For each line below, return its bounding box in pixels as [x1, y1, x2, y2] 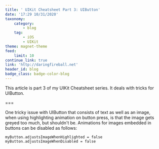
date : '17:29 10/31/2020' [5, 12, 58, 17]
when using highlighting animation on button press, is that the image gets [5, 114, 155, 120]
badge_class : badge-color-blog [5, 72, 70, 76]
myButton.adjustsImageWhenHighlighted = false [5, 134, 103, 140]
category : [14, 21, 35, 26]
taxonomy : [5, 16, 26, 21]
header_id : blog [5, 67, 39, 72]
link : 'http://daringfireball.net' [5, 62, 79, 67]
